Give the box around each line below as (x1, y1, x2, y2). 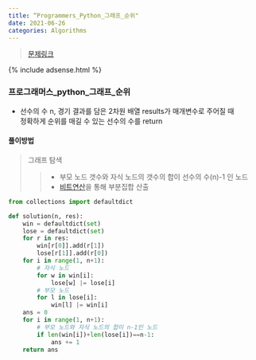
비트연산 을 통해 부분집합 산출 (59, 182, 149, 191)
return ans (22, 346, 59, 354)
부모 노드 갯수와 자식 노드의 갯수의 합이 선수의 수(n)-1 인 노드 (59, 172, 249, 182)
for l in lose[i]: (37, 294, 98, 302)
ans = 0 (22, 308, 48, 317)
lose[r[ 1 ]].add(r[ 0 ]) (37, 249, 109, 257)
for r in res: (22, 234, 69, 243)
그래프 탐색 (27, 155, 63, 164)
